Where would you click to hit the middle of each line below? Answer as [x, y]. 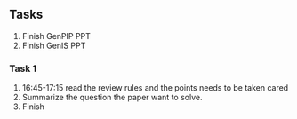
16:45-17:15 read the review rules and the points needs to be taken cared [155, 88]
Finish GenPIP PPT [56, 36]
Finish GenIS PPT [54, 45]
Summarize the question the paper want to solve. [112, 98]
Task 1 [23, 68]
